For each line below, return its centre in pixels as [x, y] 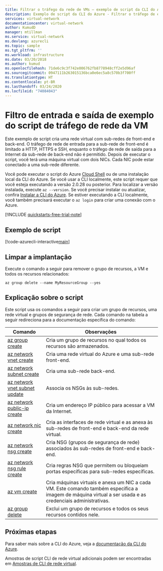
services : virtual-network [32, 18]
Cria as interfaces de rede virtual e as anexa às [99, 422]
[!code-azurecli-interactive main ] [38, 242]
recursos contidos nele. [73, 515]
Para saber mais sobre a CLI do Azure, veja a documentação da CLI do [76, 544]
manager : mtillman [24, 32]
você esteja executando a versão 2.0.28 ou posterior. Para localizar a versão [81, 184]
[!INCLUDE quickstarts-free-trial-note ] [43, 215]
